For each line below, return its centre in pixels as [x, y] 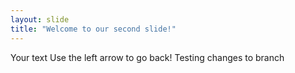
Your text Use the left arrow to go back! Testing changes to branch [147, 57]
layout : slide [40, 19]
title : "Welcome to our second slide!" [93, 29]
